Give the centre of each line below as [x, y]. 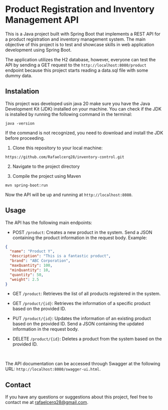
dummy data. [19, 75]
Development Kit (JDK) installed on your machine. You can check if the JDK [83, 109]
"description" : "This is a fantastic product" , [60, 256]
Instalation [22, 91]
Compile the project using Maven [47, 176]
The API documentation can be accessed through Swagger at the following [83, 364]
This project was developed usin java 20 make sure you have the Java [78, 104]
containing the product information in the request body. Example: [80, 238]
